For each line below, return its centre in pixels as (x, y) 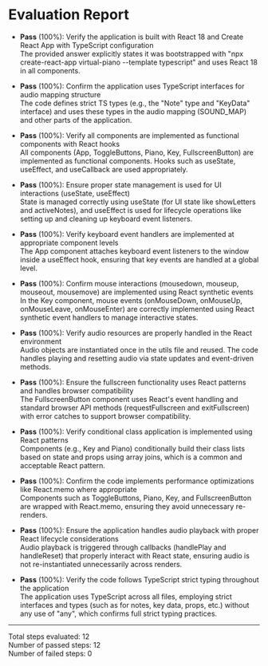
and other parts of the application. (76, 120)
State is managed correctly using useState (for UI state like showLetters (138, 202)
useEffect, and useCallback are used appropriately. (104, 169)
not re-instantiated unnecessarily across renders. (101, 564)
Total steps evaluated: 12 (49, 636)
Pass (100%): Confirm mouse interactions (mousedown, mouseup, (129, 283)
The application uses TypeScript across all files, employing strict (126, 597)
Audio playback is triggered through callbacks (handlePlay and (123, 547)
